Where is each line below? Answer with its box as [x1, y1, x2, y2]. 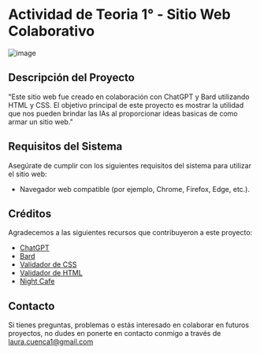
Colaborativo [8, 22, 95, 40]
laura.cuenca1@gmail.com [8, 337, 94, 347]
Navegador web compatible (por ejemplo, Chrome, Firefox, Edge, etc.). [19, 184, 251, 194]
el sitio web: [8, 169, 47, 179]
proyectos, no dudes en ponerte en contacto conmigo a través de [8, 329, 221, 338]
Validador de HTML [19, 268, 83, 278]
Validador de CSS [19, 260, 77, 269]
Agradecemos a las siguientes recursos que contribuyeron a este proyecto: [8, 228, 253, 238]
